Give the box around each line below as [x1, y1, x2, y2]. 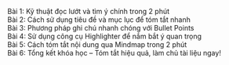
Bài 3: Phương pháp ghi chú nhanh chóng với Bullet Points [7, 23, 194, 32]
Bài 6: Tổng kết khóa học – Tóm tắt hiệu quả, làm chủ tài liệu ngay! [7, 49, 221, 57]
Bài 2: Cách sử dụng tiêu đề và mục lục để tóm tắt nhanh [7, 15, 191, 24]
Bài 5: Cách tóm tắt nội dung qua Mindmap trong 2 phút [7, 40, 187, 49]
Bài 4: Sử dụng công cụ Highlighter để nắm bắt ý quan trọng [7, 31, 202, 41]
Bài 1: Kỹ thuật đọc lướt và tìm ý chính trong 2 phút [7, 7, 170, 16]
